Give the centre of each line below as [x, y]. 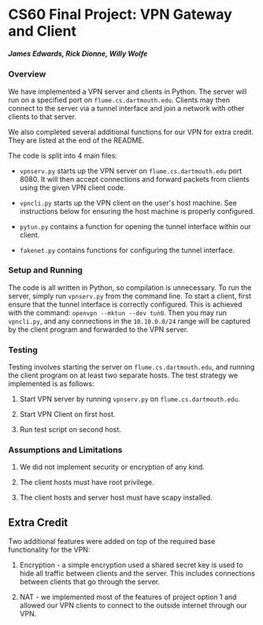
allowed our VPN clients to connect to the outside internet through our [133, 605]
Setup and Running [45, 270]
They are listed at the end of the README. [76, 140]
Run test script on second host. [70, 430]
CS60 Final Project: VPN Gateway [120, 15]
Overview [27, 74]
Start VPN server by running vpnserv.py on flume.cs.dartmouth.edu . [130, 399]
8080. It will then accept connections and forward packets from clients [134, 179]
